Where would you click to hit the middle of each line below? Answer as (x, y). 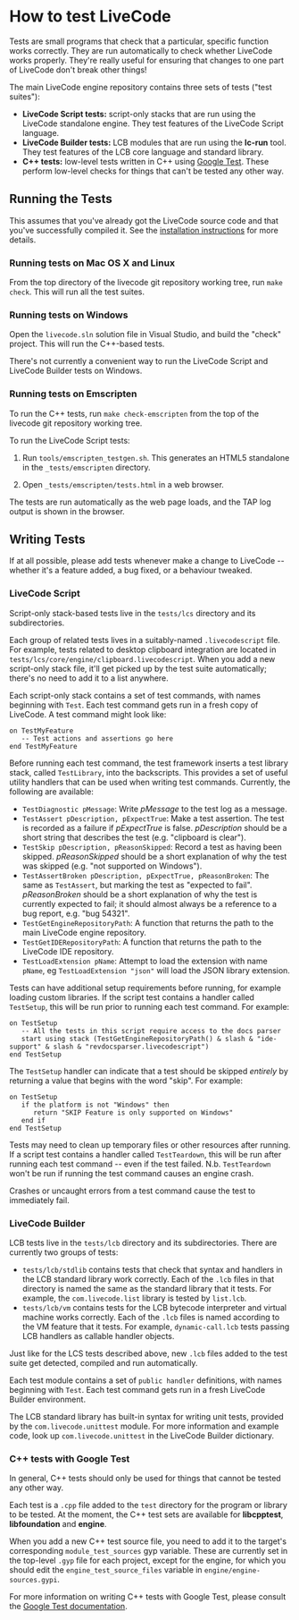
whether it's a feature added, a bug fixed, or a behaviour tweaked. (131, 571)
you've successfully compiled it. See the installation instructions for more (144, 230)
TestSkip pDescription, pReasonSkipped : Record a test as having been (152, 846)
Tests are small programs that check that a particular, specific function (139, 41)
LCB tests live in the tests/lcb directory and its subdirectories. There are (143, 1243)
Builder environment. (48, 1399)
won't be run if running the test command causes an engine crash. (132, 1173)
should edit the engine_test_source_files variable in (106, 1570)
